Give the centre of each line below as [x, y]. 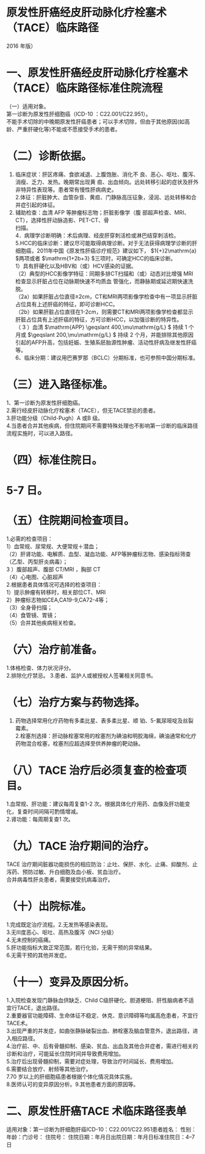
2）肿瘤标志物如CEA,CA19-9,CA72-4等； [58, 600]
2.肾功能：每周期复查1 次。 [40, 819]
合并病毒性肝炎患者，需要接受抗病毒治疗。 [60, 879]
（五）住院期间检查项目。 [71, 521]
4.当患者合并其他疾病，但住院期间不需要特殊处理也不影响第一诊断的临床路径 [102, 425]
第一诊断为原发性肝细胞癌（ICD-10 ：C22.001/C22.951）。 [79, 114]
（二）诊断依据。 [49, 156]
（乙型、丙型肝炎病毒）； [37, 562]
